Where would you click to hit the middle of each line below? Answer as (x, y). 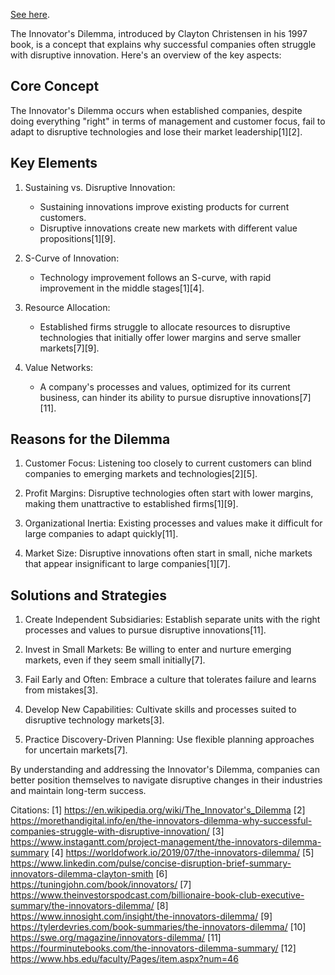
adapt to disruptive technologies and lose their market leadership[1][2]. (156, 131)
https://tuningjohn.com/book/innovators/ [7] (101, 885)
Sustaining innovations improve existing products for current (164, 206)
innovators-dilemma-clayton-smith (82, 874)
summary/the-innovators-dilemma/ (82, 906)
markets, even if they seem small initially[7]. (115, 660)
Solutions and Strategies (89, 595)
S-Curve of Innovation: (72, 258)
